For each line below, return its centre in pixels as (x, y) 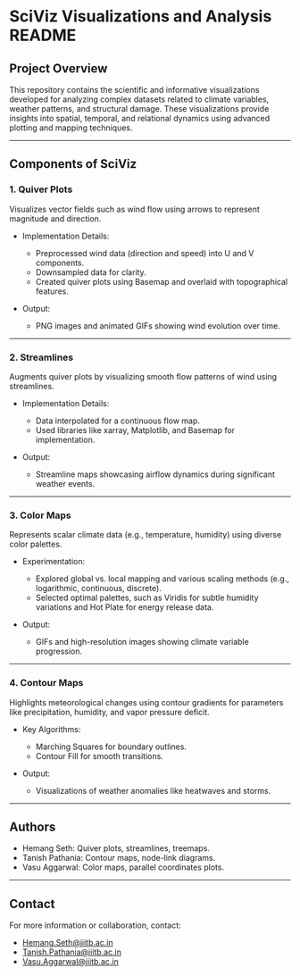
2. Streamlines (42, 357)
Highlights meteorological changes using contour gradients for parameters (146, 702)
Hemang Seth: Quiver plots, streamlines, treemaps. (116, 848)
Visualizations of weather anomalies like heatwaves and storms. (153, 790)
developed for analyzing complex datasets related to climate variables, (139, 99)
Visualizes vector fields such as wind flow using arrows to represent (135, 209)
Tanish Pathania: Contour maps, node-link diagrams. (119, 858)
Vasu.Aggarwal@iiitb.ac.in (70, 962)
